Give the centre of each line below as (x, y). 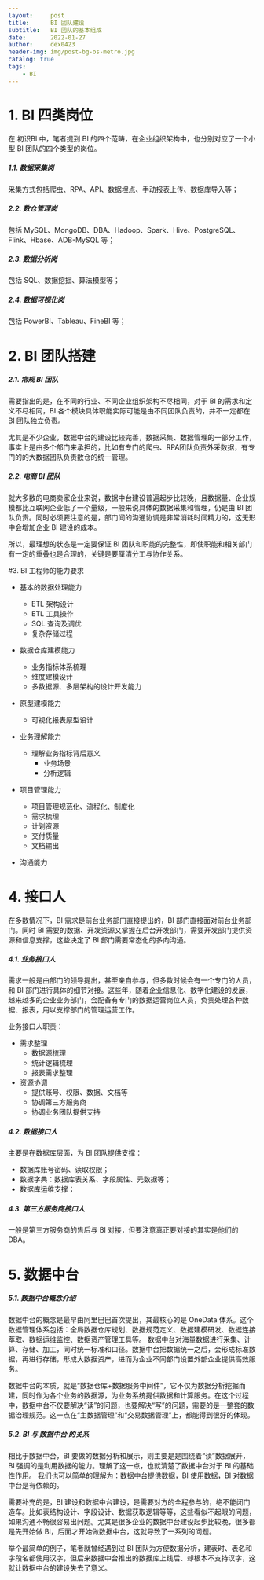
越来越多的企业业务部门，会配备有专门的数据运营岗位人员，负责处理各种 (125, 1000)
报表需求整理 (52, 1073)
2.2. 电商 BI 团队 (34, 476)
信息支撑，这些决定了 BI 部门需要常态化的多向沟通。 (106, 939)
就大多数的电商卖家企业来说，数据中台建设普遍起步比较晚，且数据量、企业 (128, 498)
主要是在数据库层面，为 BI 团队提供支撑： (75, 1153)
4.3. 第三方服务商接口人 (46, 1209)
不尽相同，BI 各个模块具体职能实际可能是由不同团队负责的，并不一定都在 (132, 410)
